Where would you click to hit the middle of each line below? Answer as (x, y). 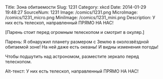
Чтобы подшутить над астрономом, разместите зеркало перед (72, 56)
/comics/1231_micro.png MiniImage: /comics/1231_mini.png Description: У (80, 17)
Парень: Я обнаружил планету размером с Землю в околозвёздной (77, 42)
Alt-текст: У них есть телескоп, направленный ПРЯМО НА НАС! (72, 71)
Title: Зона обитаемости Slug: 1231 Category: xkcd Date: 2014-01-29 (76, 7)
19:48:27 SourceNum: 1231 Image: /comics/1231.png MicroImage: (72, 12)
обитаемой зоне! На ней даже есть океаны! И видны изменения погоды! (82, 47)
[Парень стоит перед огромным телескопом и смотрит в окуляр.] (75, 32)
